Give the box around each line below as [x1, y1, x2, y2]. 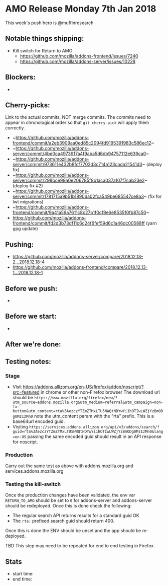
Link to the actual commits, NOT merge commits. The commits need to [5, 114, 151, 120]
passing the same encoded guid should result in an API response [27, 433, 162, 439]
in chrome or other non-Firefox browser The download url [41, 389, 160, 395]
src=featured [12, 389, 40, 395]
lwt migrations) [12, 199, 44, 205]
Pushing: [5, 240, 34, 249]
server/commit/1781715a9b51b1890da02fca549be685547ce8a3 [12, 193, 144, 199]
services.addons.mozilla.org [5, 468, 64, 474]
